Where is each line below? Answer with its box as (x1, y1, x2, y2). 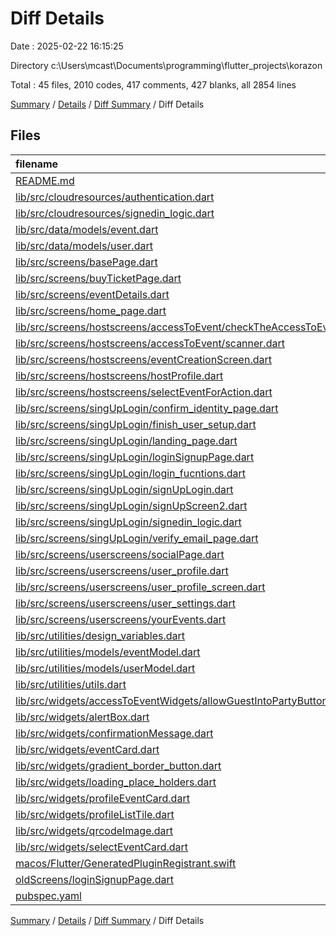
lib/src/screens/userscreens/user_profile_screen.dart (15, 580, 266, 594)
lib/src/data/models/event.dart (15, 222, 159, 236)
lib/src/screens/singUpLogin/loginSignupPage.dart (15, 450, 255, 464)
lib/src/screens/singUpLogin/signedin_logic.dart (15, 515, 242, 529)
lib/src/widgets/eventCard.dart (15, 742, 160, 756)
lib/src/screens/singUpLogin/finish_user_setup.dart (15, 417, 257, 431)
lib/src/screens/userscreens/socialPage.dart (15, 547, 225, 561)
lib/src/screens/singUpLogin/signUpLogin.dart (15, 482, 234, 496)
